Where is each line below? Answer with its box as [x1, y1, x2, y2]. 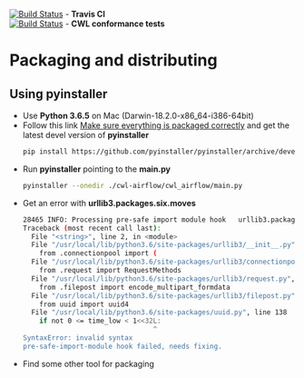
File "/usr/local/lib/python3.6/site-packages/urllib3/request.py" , [31, 274, 296, 283]
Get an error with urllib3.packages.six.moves [22, 197, 197, 208]
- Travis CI [64, 9, 106, 19]
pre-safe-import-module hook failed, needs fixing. [22, 342, 222, 351]
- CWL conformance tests [64, 18, 165, 29]
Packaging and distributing [9, 50, 218, 71]
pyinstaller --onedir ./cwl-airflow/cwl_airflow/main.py [22, 181, 243, 190]
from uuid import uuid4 [39, 300, 129, 309]
